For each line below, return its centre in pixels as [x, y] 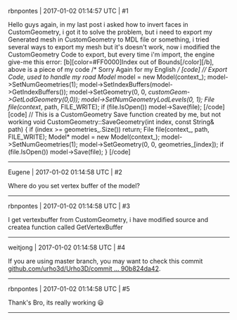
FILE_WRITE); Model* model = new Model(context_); [84, 137]
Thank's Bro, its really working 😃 [56, 302]
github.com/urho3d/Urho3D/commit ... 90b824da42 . [84, 269]
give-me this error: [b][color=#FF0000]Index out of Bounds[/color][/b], [111, 62]
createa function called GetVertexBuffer [66, 227]
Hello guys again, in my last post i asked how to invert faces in [98, 24]
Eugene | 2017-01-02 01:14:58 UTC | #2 [65, 172]
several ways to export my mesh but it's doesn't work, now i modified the [114, 47]
